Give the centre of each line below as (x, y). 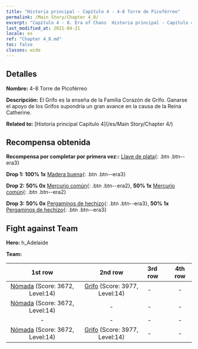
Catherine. (19, 112)
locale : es (19, 34)
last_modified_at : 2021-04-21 (43, 28)
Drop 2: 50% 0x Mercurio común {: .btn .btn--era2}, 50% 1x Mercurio (90, 186)
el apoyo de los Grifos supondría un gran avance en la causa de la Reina (94, 106)
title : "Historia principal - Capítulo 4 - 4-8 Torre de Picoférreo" (93, 12)
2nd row (111, 273)
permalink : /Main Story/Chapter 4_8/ (52, 17)
